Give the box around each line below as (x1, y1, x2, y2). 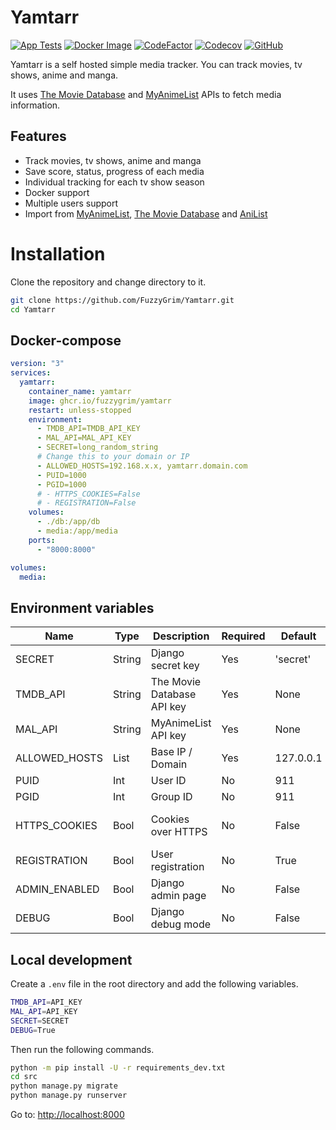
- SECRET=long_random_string (36, 442, 159, 453)
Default (280, 629, 317, 643)
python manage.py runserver (10, 1091, 128, 1101)
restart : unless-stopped (28, 405, 132, 415)
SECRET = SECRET (10, 1016, 70, 1026)
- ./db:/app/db (36, 517, 101, 527)
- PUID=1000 (36, 470, 87, 480)
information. (10, 99, 61, 111)
